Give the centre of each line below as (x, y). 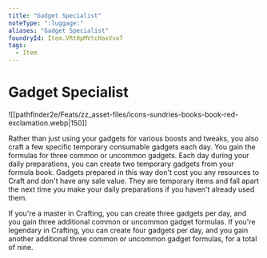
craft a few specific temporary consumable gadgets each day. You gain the (132, 147)
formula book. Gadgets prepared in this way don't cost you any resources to (134, 172)
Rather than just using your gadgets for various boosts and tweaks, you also (133, 138)
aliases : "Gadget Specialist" (59, 30)
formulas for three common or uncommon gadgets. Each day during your (129, 155)
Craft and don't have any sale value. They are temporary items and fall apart (134, 181)
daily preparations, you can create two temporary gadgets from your (121, 164)
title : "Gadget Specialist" (55, 16)
